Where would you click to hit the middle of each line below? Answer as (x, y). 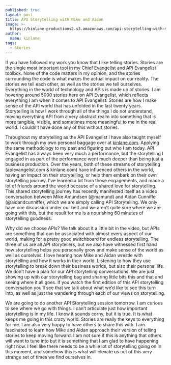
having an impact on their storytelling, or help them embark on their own (81, 175)
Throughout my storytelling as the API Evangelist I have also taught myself (83, 137)
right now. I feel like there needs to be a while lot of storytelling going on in (83, 346)
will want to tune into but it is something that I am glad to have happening (82, 341)
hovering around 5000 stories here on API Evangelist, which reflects (77, 95)
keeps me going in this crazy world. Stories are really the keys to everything (85, 319)
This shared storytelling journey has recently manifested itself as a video (81, 191)
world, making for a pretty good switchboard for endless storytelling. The (82, 239)
